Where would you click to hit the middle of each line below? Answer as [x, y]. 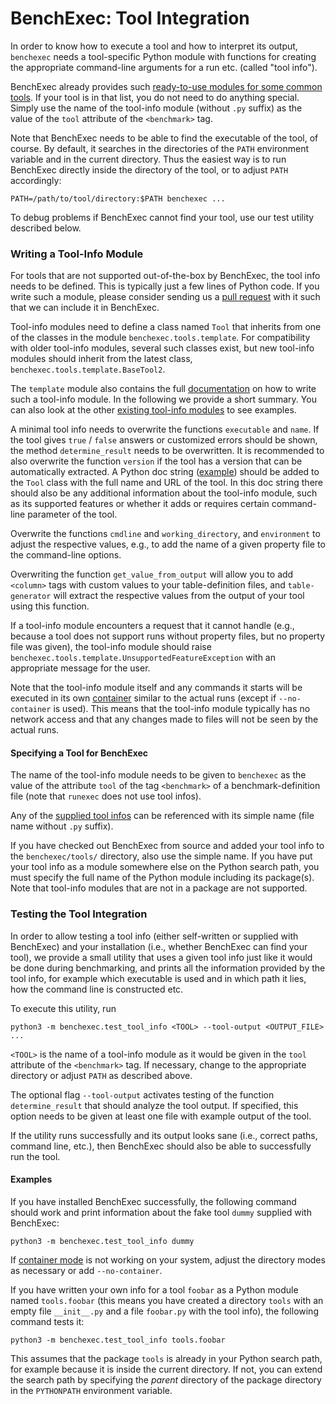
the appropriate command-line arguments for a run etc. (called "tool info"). [164, 67]
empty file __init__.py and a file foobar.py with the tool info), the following [164, 1311]
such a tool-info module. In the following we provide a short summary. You [163, 399]
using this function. [50, 606]
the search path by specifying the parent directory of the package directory [166, 1379]
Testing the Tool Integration [79, 914]
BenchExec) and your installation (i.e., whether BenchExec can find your [159, 946]
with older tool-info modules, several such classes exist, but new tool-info [162, 348]
